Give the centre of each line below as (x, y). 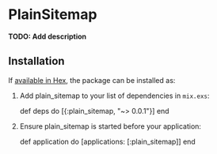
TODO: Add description (48, 36)
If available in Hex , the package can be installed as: (92, 80)
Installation (36, 61)
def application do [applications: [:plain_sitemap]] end (107, 141)
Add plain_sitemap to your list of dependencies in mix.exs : (114, 96)
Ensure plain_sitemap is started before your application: (110, 126)
